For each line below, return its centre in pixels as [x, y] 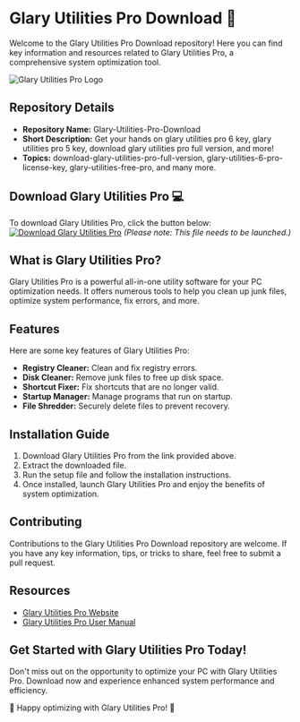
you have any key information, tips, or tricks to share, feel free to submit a [146, 553]
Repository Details [62, 108]
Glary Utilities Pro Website [70, 612]
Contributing [46, 522]
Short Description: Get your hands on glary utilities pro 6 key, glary [146, 139]
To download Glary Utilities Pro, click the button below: [111, 222]
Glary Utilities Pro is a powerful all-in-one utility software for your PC [136, 282]
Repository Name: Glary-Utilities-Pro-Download [111, 129]
